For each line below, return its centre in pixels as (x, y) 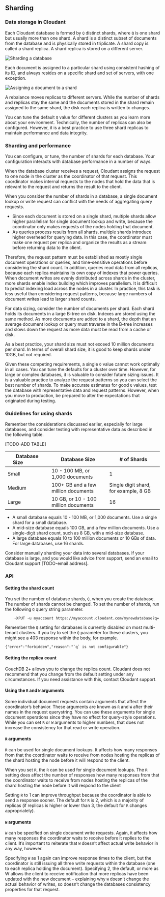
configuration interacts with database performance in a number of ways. (79, 161)
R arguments (18, 739)
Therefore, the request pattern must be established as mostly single (74, 257)
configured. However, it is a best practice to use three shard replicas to (77, 127)
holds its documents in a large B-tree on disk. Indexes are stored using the (80, 313)
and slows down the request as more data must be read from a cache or (78, 329)
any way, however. (24, 849)
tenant (12, 633)
